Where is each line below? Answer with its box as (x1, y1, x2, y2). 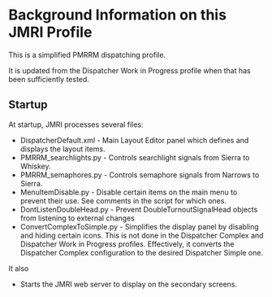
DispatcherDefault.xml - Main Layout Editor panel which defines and (19, 135, 249, 145)
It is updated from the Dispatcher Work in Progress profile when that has (8, 65, 251, 75)
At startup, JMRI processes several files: (8, 120, 144, 129)
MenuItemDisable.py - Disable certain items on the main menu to (19, 187, 238, 197)
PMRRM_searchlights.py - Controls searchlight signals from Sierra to (19, 152, 250, 162)
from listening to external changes (19, 213, 136, 223)
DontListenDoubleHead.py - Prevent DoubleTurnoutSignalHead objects (19, 204, 258, 214)
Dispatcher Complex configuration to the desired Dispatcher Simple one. (19, 247, 264, 257)
